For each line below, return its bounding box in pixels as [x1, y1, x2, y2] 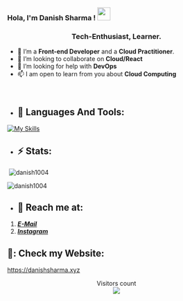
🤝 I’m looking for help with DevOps [17, 62, 117, 71]
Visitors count [96, 279, 137, 288]
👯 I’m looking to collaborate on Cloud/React [17, 55, 143, 63]
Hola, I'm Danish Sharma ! [7, 12, 96, 22]
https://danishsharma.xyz [7, 266, 80, 274]
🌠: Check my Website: [7, 247, 105, 259]
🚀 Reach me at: [17, 201, 83, 213]
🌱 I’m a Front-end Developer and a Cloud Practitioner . [17, 47, 175, 55]
